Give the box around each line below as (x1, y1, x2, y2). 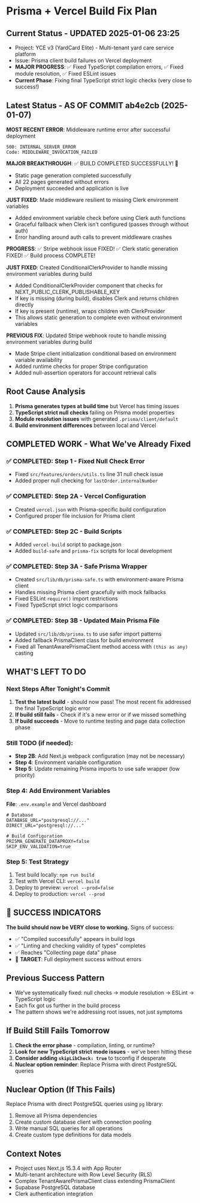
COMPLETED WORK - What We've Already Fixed (6, 439, 191, 449)
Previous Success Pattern (6, 973, 105, 984)
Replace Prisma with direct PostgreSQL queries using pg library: (6, 1100, 163, 1107)
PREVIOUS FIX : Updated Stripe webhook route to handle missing (6, 332, 166, 339)
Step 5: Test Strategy (6, 857, 69, 866)
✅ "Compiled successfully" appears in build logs (14, 935, 135, 942)
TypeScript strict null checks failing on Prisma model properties (14, 409, 175, 416)
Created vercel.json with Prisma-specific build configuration (14, 506, 166, 513)
